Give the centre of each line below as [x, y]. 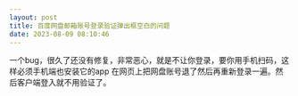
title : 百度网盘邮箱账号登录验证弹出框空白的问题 [90, 26]
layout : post [33, 17]
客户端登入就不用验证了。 [64, 83]
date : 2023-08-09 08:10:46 [59, 34]
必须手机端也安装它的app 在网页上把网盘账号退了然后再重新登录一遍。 [146, 71]
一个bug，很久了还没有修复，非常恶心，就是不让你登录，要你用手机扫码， [145, 60]
